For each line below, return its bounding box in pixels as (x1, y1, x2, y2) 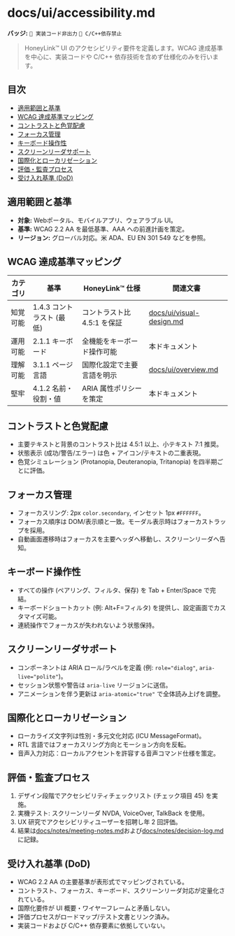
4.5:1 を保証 (81, 318, 122, 328)
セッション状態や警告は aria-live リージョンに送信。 (17, 681, 172, 689)
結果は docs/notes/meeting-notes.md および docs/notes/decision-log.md (17, 827, 224, 835)
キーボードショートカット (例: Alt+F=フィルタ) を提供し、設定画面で (17, 603, 214, 611)
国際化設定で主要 (81, 360, 138, 370)
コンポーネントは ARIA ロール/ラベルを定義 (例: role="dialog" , (17, 663, 198, 672)
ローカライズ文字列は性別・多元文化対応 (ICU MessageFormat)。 (17, 732, 206, 740)
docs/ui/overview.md (148, 365, 219, 375)
